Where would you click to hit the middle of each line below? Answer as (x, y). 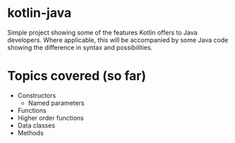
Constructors (37, 95)
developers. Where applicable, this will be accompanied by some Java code (118, 39)
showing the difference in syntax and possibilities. (80, 47)
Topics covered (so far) (77, 76)
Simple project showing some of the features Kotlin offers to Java (102, 32)
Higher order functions (50, 118)
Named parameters (56, 103)
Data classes (36, 125)
